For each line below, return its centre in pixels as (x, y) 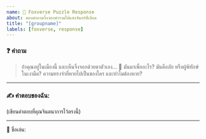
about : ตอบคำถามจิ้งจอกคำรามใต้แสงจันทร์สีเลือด (51, 18)
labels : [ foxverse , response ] (45, 29)
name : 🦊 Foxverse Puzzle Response (51, 12)
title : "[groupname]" (34, 23)
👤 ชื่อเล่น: (16, 129)
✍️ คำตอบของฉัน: (28, 96)
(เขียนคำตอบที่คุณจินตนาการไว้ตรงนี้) (44, 111)
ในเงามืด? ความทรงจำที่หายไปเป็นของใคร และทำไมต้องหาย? (82, 73)
